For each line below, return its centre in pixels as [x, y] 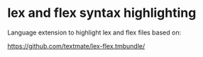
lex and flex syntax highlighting [102, 13]
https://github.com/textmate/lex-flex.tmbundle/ [76, 46]
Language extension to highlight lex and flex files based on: [94, 32]
